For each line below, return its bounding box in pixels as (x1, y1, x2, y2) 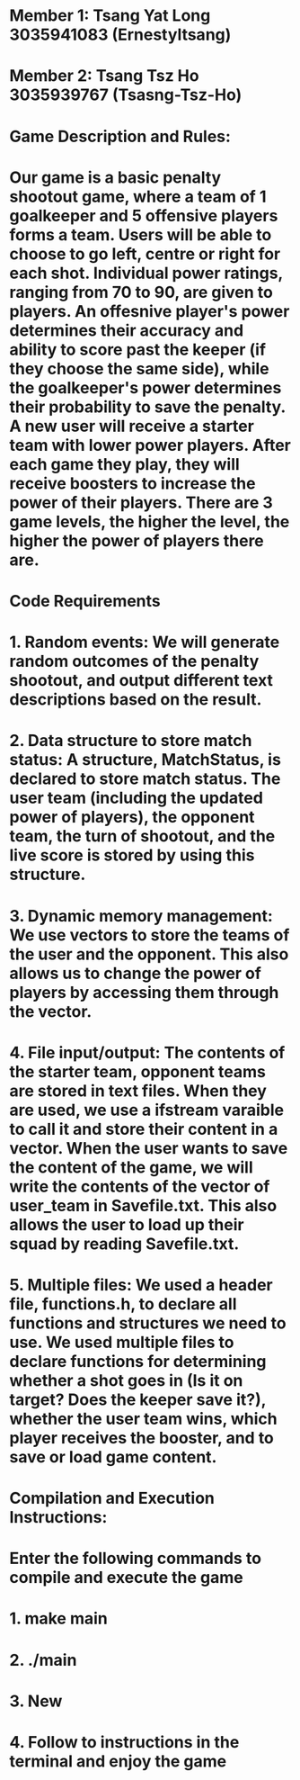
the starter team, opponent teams (9, 1061, 267, 1082)
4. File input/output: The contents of (9, 1042, 286, 1063)
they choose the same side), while (9, 358, 269, 379)
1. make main (9, 1608, 108, 1629)
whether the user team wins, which (9, 1408, 278, 1429)
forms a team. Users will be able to (9, 224, 272, 245)
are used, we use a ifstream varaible (9, 1100, 285, 1120)
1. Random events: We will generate (9, 632, 280, 652)
